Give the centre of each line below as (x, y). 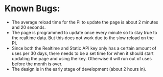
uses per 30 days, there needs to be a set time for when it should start (82, 53)
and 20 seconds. (29, 27)
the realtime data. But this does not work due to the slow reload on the (82, 38)
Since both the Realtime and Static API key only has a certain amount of (84, 48)
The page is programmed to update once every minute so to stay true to (84, 32)
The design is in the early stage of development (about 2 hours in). (79, 69)
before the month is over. (37, 64)
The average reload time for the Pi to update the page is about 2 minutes (85, 22)
